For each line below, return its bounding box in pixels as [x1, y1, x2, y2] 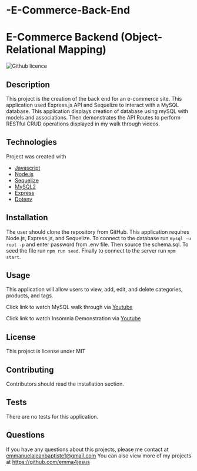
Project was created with [6, 152, 66, 160]
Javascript [14, 164, 41, 171]
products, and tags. [6, 292, 54, 299]
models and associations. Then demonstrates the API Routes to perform [6, 114, 181, 121]
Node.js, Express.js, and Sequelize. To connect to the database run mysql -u [6, 234, 191, 241]
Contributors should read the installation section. [6, 380, 125, 387]
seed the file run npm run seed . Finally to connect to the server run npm [6, 247, 176, 254]
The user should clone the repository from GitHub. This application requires [6, 228, 189, 235]
